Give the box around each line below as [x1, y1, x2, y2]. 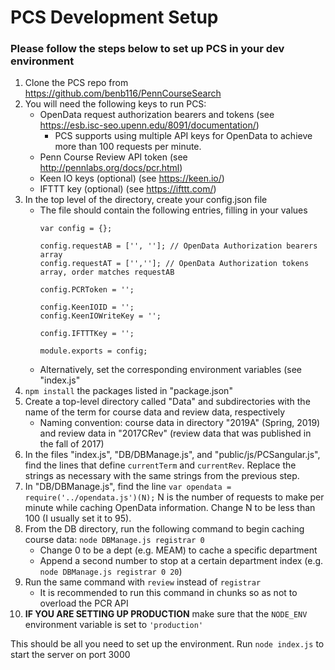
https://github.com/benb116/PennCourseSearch [24, 87, 222, 100]
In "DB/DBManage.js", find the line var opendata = [24, 481, 232, 493]
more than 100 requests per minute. [54, 141, 202, 153]
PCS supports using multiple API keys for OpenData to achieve [54, 130, 313, 142]
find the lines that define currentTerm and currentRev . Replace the [24, 459, 297, 471]
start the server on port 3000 [10, 649, 131, 661]
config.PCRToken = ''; [39, 285, 135, 295]
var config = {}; [39, 224, 113, 234]
